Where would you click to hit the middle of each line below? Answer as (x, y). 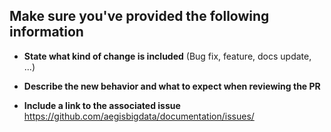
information (46, 32)
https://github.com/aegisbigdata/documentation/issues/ (139, 116)
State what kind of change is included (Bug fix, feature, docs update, (167, 56)
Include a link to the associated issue (102, 105)
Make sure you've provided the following (139, 16)
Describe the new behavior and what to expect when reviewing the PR (172, 86)
